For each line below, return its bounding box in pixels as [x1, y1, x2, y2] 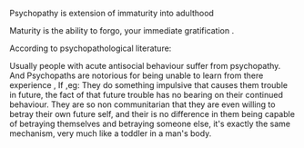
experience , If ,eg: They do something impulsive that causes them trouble [9, 80, 289, 90]
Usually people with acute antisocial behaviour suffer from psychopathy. [9, 61, 281, 71]
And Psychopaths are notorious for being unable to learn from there [9, 70, 264, 81]
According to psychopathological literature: [9, 43, 172, 54]
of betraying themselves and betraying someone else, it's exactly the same [9, 118, 291, 129]
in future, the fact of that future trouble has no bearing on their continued [9, 90, 284, 100]
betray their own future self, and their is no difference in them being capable [9, 109, 296, 119]
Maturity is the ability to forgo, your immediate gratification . [9, 25, 235, 35]
